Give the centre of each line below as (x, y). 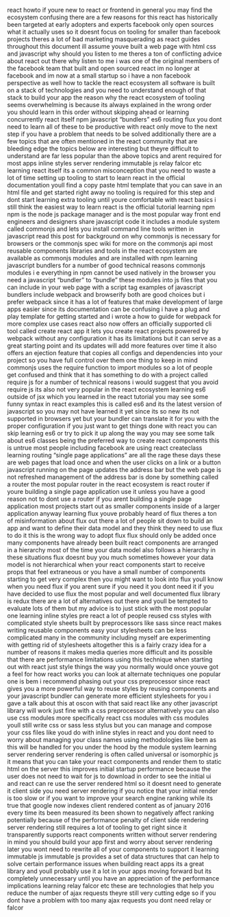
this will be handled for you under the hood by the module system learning (112, 747)
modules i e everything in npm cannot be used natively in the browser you (112, 273)
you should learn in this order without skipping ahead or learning (98, 112)
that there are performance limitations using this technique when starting (110, 659)
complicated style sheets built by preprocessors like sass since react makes (114, 623)
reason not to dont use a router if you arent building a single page (100, 499)
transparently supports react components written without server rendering (112, 835)
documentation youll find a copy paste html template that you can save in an (115, 185)
